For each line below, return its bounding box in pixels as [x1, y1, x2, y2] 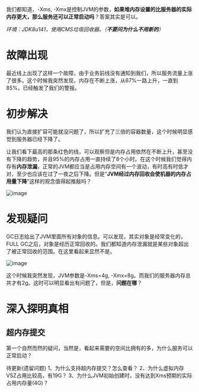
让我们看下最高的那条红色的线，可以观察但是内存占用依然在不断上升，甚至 [6, 148, 188, 155]
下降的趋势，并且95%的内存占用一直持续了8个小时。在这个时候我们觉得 [11, 155, 187, 162]
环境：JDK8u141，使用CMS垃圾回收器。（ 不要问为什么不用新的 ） [6, 26, 164, 33]
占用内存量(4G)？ [6, 379, 49, 386]
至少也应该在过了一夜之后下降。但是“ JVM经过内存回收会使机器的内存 [16, 170, 187, 177]
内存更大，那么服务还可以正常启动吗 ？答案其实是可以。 [6, 13, 141, 20]
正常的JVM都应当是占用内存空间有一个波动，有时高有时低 [42, 162, 184, 170]
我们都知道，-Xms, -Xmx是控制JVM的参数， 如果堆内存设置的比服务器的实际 [6, 6, 192, 12]
